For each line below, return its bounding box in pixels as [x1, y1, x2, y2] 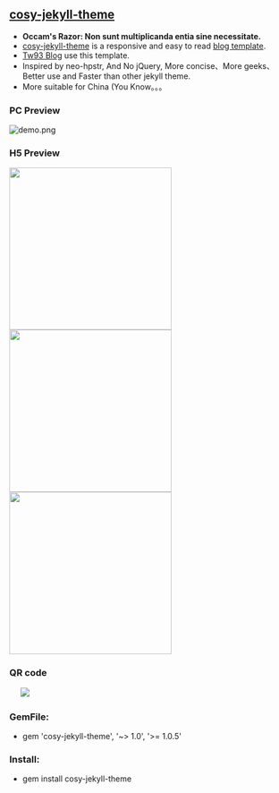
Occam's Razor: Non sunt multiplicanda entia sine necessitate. [21, 30, 262, 41]
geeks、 [243, 60, 275, 71]
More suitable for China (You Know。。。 [21, 81, 167, 92]
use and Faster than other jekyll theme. [46, 71, 190, 81]
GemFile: [9, 711, 49, 723]
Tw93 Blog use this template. [21, 49, 130, 61]
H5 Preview [9, 147, 61, 159]
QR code [9, 667, 47, 679]
